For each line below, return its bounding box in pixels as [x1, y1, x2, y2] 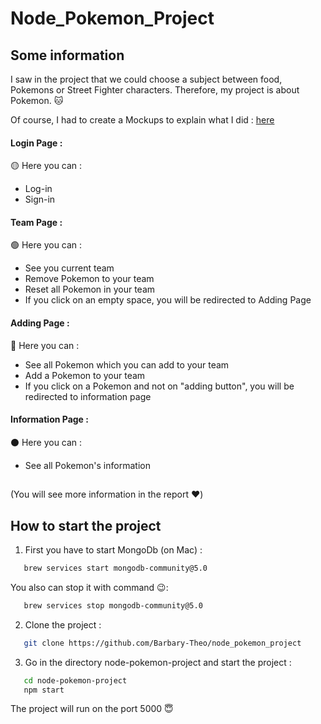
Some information [10, 47, 125, 64]
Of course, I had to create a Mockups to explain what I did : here [10, 114, 275, 126]
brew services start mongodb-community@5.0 [23, 563, 208, 574]
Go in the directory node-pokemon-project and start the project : [24, 656, 292, 668]
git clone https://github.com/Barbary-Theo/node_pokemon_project [23, 638, 302, 648]
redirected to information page [24, 390, 152, 402]
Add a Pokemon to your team [24, 369, 146, 381]
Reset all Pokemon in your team [24, 283, 156, 296]
